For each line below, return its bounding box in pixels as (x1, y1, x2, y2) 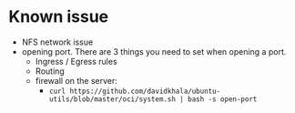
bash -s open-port (187, 94, 258, 104)
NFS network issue (21, 36, 94, 47)
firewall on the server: (35, 75, 117, 86)
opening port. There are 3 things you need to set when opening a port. (21, 46, 287, 56)
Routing (35, 66, 65, 77)
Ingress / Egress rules (35, 56, 117, 67)
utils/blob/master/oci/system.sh (48, 94, 177, 104)
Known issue (8, 6, 109, 27)
